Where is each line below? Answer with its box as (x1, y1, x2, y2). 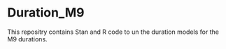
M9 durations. (7, 35, 48, 43)
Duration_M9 (7, 5, 85, 21)
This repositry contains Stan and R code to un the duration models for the (7, 28, 219, 36)
